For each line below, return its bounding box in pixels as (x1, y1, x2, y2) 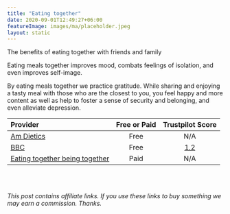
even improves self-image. (7, 69, 82, 77)
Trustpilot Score (162, 120, 218, 130)
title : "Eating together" (7, 10, 81, 17)
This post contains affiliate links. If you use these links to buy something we (7, 192, 222, 200)
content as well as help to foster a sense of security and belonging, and (7, 97, 209, 105)
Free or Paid (115, 120, 157, 130)
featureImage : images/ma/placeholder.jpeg (7, 23, 130, 29)
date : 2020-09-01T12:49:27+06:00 (7, 16, 103, 23)
